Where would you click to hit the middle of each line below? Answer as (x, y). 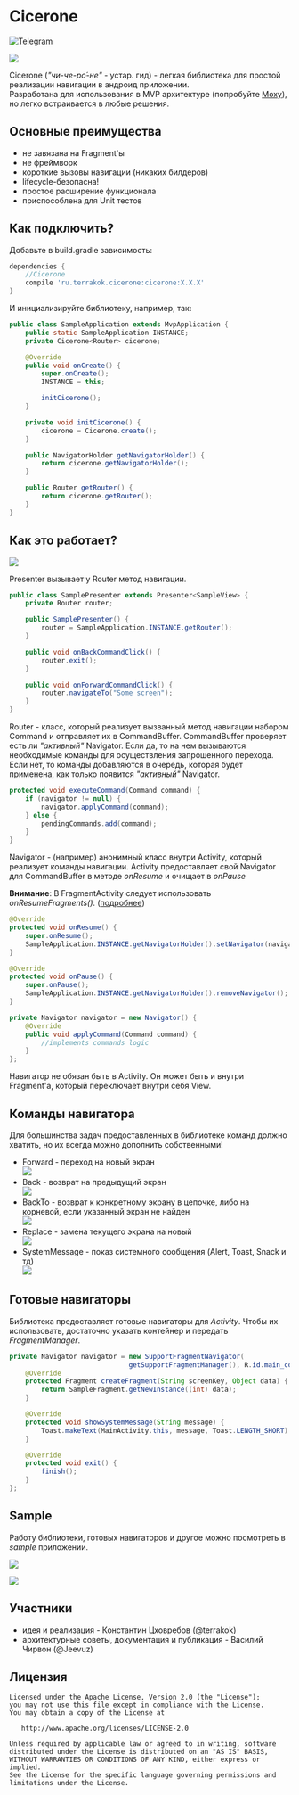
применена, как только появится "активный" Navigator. (115, 774)
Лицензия (38, 1677)
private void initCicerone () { (83, 422)
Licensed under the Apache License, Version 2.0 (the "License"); (135, 1697)
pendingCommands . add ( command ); (99, 823)
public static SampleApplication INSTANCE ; (107, 333)
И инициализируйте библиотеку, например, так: (101, 309)
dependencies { (37, 266)
